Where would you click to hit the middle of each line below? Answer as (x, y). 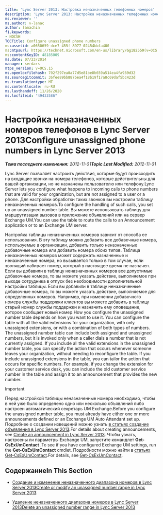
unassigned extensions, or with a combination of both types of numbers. (78, 328)
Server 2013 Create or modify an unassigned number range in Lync (79, 487)
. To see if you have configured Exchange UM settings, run (98, 445)
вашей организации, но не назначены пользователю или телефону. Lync (80, 184)
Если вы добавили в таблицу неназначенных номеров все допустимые (79, 271)
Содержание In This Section (49, 470)
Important (15, 389)
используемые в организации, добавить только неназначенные (71, 245)
